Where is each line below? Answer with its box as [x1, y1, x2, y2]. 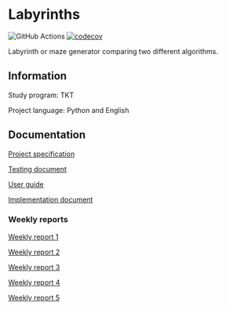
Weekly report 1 [8, 232, 59, 241]
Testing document [8, 164, 67, 173]
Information [8, 69, 67, 83]
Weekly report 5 [8, 293, 60, 302]
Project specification [8, 149, 75, 159]
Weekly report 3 [8, 262, 60, 272]
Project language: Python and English [8, 105, 129, 115]
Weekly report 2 [8, 247, 60, 257]
